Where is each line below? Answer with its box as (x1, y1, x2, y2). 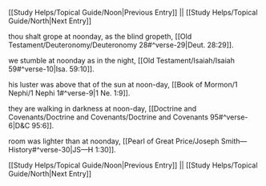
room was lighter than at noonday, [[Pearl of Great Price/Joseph (8, 136, 220, 146)
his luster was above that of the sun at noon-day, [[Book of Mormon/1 (8, 80, 238, 89)
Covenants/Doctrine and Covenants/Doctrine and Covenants (8, 112, 208, 122)
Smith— (220, 136, 248, 146)
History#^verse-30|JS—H (8, 145, 94, 154)
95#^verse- (209, 112, 248, 122)
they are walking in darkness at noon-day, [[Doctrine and (8, 104, 197, 113)
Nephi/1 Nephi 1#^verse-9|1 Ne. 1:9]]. (8, 88, 131, 98)
